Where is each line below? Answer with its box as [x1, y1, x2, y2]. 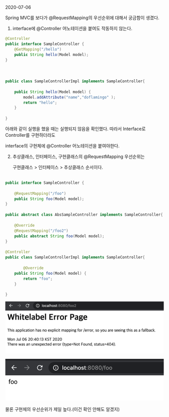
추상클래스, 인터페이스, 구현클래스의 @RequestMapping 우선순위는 [12, 153, 145, 160]
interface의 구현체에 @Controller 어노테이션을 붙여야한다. [5, 143, 120, 148]
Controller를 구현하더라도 [5, 132, 56, 138]
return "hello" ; [23, 100, 57, 105]
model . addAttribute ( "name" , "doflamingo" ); [23, 94, 116, 100]
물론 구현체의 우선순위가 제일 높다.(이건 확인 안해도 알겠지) [5, 406, 120, 412]
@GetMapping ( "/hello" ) [14, 46, 62, 52]
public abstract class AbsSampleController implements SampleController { [5, 212, 163, 218]
